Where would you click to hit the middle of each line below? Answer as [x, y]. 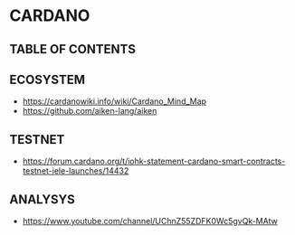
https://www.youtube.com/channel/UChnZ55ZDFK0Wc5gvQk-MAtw [150, 221]
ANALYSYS [42, 199]
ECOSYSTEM [48, 79]
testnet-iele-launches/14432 [76, 171]
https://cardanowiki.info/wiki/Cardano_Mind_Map [114, 101]
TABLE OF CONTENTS [72, 49]
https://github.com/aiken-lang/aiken [90, 111]
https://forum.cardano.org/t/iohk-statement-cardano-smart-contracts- [154, 161]
